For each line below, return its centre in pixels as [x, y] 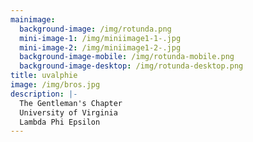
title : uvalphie [44, 76]
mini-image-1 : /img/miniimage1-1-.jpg [100, 38]
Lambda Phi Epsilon [60, 122]
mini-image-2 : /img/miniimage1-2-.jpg [100, 47]
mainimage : [33, 19]
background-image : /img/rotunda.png [95, 29]
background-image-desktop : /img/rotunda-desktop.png [131, 66]
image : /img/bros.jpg [55, 85]
